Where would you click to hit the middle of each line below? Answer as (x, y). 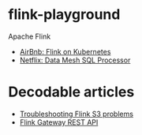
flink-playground (64, 15)
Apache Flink (30, 36)
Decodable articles (71, 92)
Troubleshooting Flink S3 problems (77, 114)
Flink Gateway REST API (59, 122)
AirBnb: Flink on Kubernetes (65, 51)
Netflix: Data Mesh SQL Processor (75, 60)
